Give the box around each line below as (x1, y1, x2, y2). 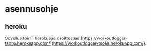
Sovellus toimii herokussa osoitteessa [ (5, 35, 83, 41)
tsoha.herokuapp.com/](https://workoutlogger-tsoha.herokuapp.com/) (5, 40, 145, 46)
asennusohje (5, 3, 59, 14)
